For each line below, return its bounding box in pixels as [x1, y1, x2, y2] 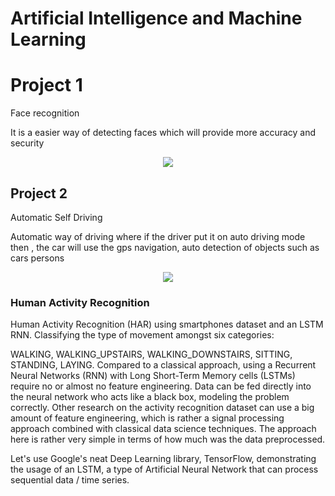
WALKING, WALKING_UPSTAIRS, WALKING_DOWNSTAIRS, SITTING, [10, 348, 293, 361]
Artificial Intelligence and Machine [10, 7, 303, 30]
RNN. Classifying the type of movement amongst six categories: [10, 329, 275, 341]
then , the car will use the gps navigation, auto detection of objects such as [10, 241, 320, 253]
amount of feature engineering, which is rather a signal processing [10, 412, 285, 424]
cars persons [10, 252, 65, 264]
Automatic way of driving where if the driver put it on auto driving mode [10, 230, 306, 242]
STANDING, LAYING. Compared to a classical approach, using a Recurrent [10, 359, 317, 371]
